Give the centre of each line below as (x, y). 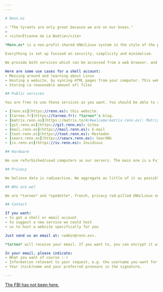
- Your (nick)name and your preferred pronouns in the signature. (73, 267)
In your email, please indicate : (39, 253)
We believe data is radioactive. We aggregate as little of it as (73, 178)
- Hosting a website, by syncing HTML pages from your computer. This (78, 80)
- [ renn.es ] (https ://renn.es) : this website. (52, 111)
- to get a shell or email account (41, 218)
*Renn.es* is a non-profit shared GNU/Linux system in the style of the (80, 45)
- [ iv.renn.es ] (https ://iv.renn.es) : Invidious (54, 143)
